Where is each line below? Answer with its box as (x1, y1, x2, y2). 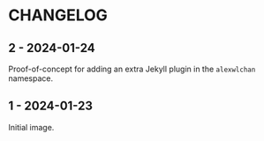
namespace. (8, 73, 54, 84)
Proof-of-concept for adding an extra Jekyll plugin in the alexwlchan (8, 63, 256, 74)
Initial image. (8, 122, 55, 132)
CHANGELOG (8, 5, 108, 26)
